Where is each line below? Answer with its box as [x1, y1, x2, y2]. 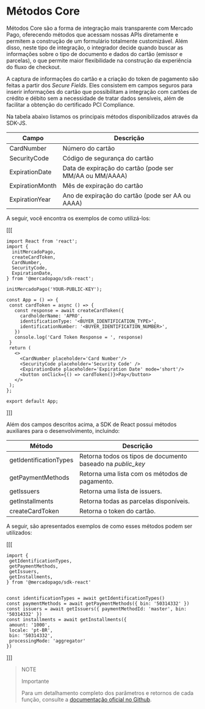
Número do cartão [62, 144, 115, 152]
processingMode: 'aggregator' [9, 638, 86, 644]
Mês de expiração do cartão [62, 181, 143, 190]
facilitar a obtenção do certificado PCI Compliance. [6, 101, 135, 108]
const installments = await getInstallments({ [6, 616, 127, 622]
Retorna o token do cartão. [79, 507, 156, 515]
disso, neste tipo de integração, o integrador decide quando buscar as [6, 44, 184, 51]
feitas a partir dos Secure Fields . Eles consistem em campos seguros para [6, 81, 193, 89]
